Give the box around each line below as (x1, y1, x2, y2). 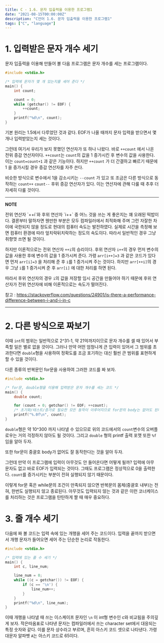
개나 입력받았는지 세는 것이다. (5, 135, 61, 141)
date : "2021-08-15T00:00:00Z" (5, 12, 67, 17)
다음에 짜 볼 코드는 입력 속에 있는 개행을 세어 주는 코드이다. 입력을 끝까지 (5, 530, 143, 536)
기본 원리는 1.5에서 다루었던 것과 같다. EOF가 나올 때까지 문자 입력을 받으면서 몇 (5, 129, 157, 135)
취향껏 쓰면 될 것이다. (5, 236, 45, 242)
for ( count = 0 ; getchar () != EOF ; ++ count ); (14, 403, 108, 408)
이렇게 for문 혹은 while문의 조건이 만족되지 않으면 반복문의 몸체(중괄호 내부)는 (5, 482, 154, 488)
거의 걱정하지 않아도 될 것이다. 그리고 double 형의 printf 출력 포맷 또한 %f (18, 432, 157, 438)
